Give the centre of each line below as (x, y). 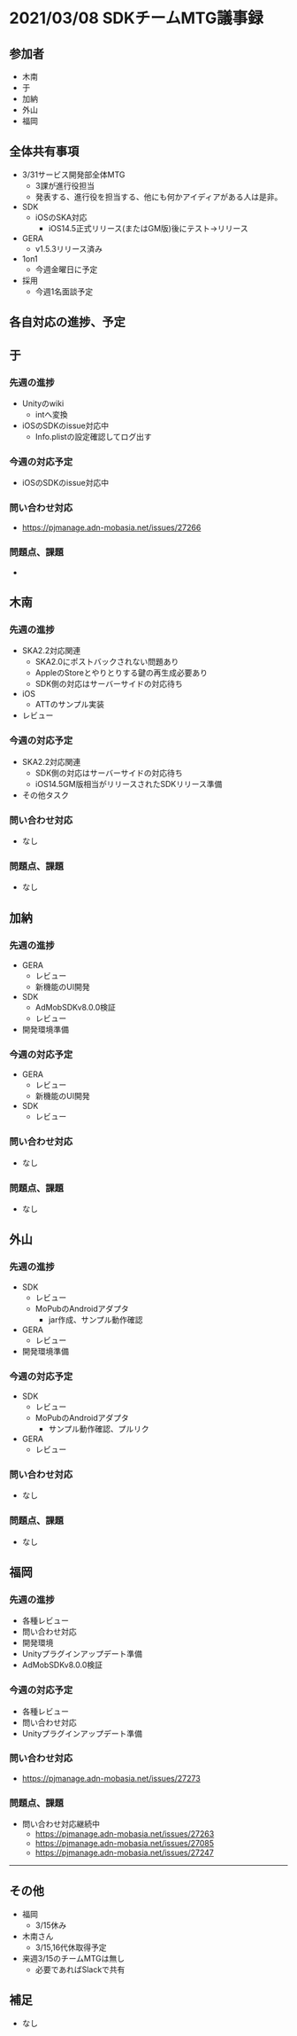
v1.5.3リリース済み (69, 248)
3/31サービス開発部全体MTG (73, 175)
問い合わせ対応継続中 (61, 1824)
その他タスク (45, 795)
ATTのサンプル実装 (69, 705)
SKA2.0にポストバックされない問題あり (107, 662)
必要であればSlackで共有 (80, 1970)
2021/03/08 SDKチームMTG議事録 (136, 18)
